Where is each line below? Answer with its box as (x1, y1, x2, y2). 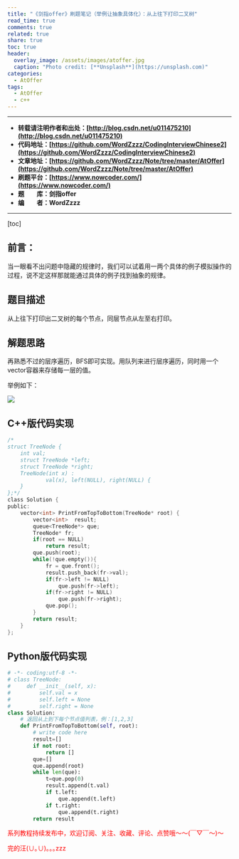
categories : (7, 70, 43, 77)
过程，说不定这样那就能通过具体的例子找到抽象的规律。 (7, 271, 169, 279)
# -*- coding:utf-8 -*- (7, 670, 78, 677)
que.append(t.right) (58, 808, 119, 816)
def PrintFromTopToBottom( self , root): (20, 722, 139, 730)
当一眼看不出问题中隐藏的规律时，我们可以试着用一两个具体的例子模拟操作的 (7, 261, 232, 271)
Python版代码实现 (7, 650, 87, 662)
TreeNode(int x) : (20, 469, 75, 477)
